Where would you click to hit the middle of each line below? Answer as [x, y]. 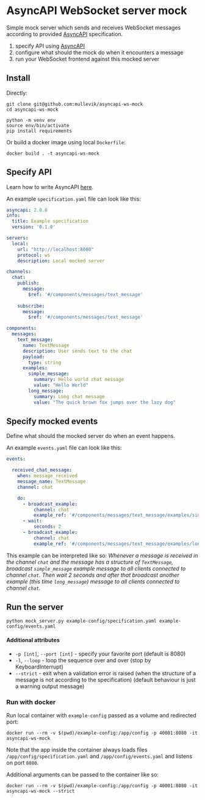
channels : [19, 272]
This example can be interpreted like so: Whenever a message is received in [102, 555]
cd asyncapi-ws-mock [33, 109]
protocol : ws [34, 255]
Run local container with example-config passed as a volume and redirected [101, 715]
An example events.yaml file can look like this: [64, 448]
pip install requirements [39, 131]
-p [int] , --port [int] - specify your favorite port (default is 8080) [100, 654]
